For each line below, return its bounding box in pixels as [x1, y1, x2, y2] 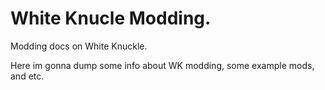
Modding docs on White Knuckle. [10, 40, 148, 52]
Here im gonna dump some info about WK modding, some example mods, [10, 59, 315, 71]
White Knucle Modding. [10, 7, 212, 30]
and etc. [10, 70, 45, 82]
